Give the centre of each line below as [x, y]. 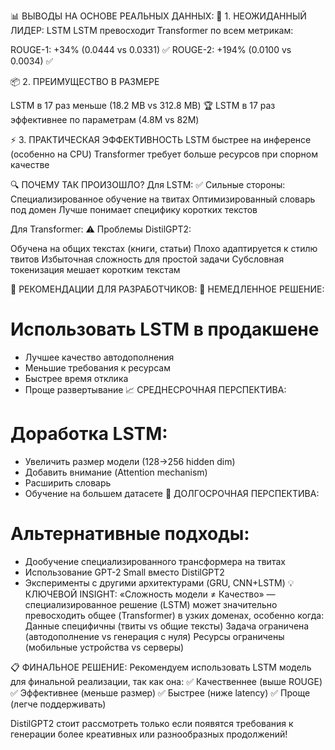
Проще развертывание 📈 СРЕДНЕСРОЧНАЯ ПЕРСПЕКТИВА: [155, 389]
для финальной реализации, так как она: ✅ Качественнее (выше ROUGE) [166, 681]
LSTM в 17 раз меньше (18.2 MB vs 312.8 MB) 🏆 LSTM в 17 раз [143, 105]
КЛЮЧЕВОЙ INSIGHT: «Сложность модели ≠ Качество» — [150, 594]
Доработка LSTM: [89, 434]
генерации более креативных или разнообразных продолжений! [149, 734]
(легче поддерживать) [58, 704]
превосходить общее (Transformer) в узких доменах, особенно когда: [174, 615]
